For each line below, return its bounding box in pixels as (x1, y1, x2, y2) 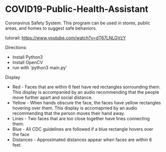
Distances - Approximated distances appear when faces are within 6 (12, 137, 152, 143)
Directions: (5, 44, 27, 50)
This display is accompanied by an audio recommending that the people (12, 89, 160, 95)
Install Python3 (12, 54, 43, 60)
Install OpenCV (12, 59, 43, 65)
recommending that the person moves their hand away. (12, 110, 125, 116)
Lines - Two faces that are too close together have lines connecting (12, 115, 150, 121)
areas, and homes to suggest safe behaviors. (5, 25, 97, 31)
